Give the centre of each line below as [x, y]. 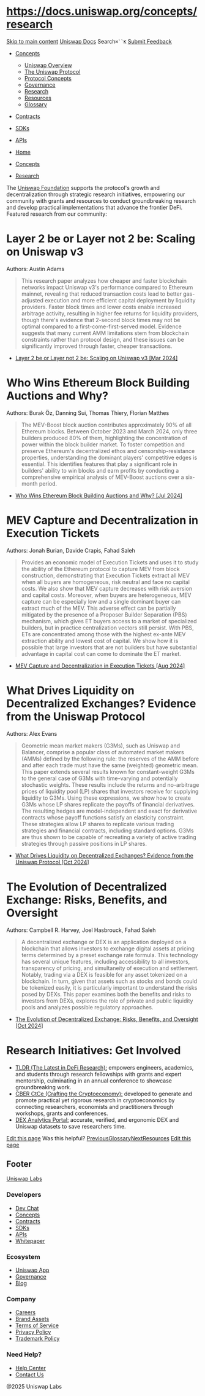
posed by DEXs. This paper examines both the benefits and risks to [106, 994]
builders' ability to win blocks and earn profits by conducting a [100, 470]
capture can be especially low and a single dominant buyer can [101, 601]
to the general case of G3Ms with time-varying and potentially [99, 778]
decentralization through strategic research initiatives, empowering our [96, 194]
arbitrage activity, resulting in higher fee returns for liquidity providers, [110, 313]
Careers [25, 1312]
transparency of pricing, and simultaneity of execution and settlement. [110, 968]
